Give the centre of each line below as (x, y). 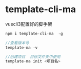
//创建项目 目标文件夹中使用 (33, 57)
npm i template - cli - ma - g (34, 33)
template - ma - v (22, 47)
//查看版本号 (17, 43)
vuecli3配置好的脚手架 (29, 24)
